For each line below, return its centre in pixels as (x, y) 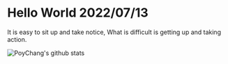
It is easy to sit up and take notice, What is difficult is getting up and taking (114, 32)
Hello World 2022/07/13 (78, 13)
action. (17, 39)
